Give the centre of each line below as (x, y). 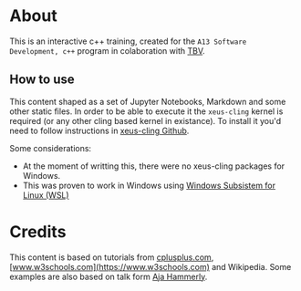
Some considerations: (51, 148)
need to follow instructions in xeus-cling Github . (99, 130)
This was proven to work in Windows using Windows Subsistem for (149, 185)
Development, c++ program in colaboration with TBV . (107, 50)
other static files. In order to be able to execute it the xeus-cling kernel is (146, 111)
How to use (42, 80)
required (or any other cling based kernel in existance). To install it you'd (145, 120)
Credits (38, 231)
